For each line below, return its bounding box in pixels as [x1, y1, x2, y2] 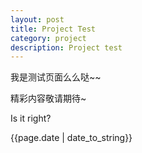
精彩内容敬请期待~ [10, 92, 87, 105]
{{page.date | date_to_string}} [10, 132, 133, 144]
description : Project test [10, 42, 123, 53]
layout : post [10, 14, 65, 25]
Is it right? [10, 112, 52, 125]
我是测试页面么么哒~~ [10, 71, 102, 83]
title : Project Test [10, 24, 97, 34]
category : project [10, 33, 87, 43]
